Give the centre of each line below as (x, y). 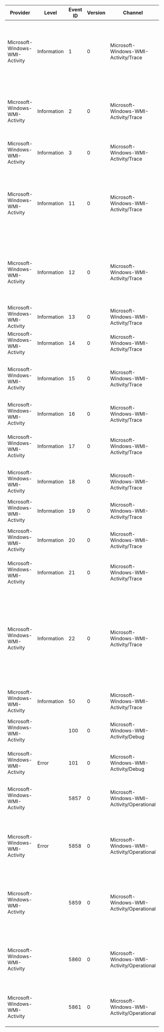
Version (96, 13)
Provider (20, 13)
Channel (133, 13)
